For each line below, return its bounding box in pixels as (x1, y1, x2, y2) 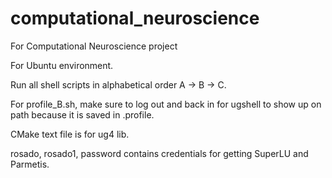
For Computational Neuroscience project (10, 40, 178, 52)
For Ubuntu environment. (10, 59, 114, 71)
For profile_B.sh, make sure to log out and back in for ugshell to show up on (10, 98, 322, 110)
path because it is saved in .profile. (10, 108, 155, 121)
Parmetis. (10, 158, 50, 170)
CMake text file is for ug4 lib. (10, 128, 130, 140)
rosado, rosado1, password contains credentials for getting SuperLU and (10, 147, 309, 159)
